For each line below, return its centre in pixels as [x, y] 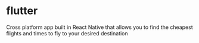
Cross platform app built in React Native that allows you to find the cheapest [99, 27]
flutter [22, 11]
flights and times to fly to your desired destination [67, 33]
